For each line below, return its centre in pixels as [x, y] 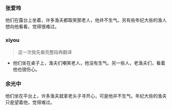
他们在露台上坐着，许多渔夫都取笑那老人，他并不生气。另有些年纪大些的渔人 [86, 20]
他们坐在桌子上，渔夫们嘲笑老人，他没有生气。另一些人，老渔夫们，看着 [89, 63]
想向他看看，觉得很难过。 [32, 27]
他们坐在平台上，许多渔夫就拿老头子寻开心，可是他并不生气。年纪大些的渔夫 [86, 96]
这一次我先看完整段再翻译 [45, 52]
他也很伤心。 [26, 69]
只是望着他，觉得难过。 [30, 102]
